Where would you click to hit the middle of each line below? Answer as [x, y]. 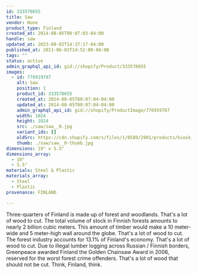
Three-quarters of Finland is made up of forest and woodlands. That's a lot [97, 214]
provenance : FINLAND [32, 192]
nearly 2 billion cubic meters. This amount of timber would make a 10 [90, 227]
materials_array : [27, 176]
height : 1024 [33, 121]
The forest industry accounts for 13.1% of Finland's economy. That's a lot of [98, 239]
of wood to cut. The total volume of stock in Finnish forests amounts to [92, 220]
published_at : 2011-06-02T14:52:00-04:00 [58, 50]
